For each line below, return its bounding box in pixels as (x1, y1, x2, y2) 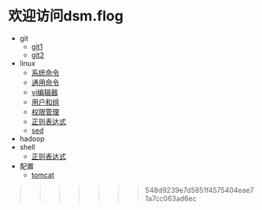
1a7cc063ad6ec (145, 194, 197, 203)
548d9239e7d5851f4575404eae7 (145, 185, 254, 194)
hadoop (19, 134, 45, 143)
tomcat (31, 170, 55, 179)
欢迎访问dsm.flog (8, 7, 124, 25)
